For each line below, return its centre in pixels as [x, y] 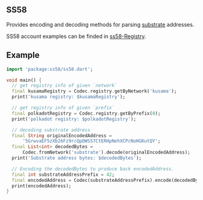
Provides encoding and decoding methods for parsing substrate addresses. [100, 24]
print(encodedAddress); [41, 186]
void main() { [24, 80]
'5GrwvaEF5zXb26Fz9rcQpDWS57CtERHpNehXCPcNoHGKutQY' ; [92, 141]
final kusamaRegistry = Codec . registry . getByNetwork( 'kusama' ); [94, 91]
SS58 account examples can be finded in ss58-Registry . [76, 36]
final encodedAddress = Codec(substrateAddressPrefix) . [83, 180]
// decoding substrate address [51, 130]
